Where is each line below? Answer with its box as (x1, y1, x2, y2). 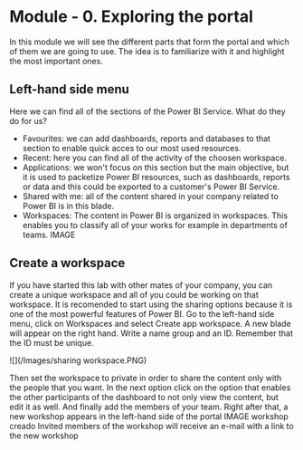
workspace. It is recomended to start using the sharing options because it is (9, 299, 293, 310)
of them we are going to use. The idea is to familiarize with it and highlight (9, 45, 285, 56)
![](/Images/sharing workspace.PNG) (9, 355, 147, 366)
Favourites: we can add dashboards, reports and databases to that (22, 133, 271, 144)
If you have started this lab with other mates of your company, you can (9, 279, 273, 291)
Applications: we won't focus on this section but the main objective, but (22, 161, 289, 173)
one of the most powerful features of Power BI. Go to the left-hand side (9, 308, 275, 319)
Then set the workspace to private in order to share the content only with (9, 372, 282, 383)
